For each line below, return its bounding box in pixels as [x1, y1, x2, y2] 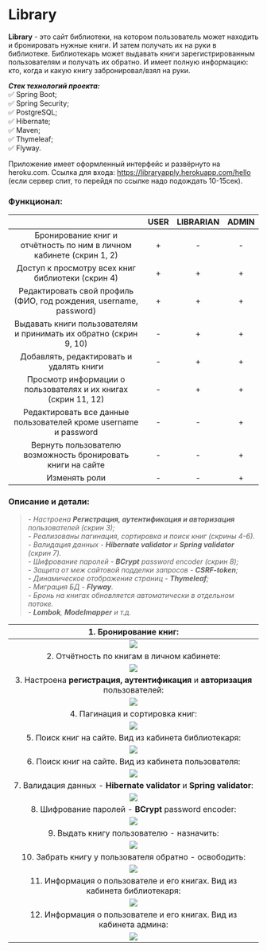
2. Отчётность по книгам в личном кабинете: [46, 650, 221, 662]
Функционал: [8, 196, 64, 207]
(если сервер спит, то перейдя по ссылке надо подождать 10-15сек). [8, 176, 243, 185]
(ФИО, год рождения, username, [14, 296, 139, 307]
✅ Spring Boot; [8, 89, 57, 99]
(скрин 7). [27, 548, 62, 557]
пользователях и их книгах [23, 384, 129, 395]
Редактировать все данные [22, 407, 130, 418]
